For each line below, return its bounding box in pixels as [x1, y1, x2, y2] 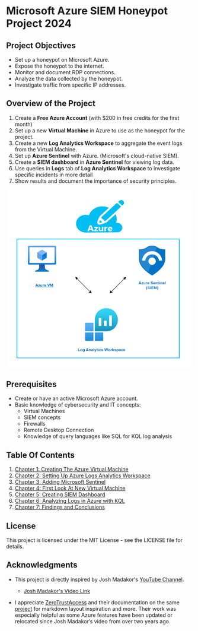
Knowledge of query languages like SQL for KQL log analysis [23, 433, 173, 440]
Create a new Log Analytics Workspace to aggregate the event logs [14, 139, 183, 147]
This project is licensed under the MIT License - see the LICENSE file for [6, 537, 183, 544]
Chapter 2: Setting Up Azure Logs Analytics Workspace [14, 472, 151, 479]
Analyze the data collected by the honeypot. [14, 75, 123, 82]
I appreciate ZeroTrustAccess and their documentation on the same [14, 598, 180, 606]
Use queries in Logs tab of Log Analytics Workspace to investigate [14, 164, 181, 172]
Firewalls [23, 420, 46, 427]
